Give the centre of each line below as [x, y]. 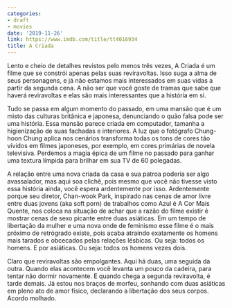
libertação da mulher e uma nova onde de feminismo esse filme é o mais [111, 226]
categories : [24, 14]
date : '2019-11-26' [35, 33]
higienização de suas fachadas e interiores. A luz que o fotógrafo [100, 131]
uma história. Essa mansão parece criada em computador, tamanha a [106, 123]
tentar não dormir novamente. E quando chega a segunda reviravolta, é [109, 276]
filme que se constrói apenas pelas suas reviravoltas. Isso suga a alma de [112, 73]
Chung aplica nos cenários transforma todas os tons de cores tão [117, 138]
